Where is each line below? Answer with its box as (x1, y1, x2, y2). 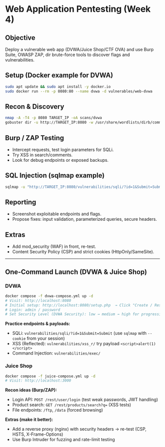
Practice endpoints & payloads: (5, 321, 70, 327)
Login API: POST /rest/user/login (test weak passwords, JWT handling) (12, 397, 158, 403)
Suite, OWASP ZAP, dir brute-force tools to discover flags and (5, 52, 130, 58)
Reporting (5, 198, 36, 207)
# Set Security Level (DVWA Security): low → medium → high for (5, 312, 139, 317)
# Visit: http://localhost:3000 (5, 378, 71, 383)
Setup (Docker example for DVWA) (5, 71, 113, 80)
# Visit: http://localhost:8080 (5, 298, 71, 303)
